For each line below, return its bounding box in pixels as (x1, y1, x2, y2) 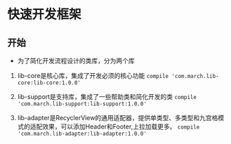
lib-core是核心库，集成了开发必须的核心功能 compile (17, 72, 169, 79)
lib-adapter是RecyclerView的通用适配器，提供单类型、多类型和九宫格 (17, 114, 218, 122)
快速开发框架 (7, 6, 82, 22)
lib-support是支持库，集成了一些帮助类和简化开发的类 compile (17, 93, 197, 100)
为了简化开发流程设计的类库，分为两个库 (17, 57, 135, 65)
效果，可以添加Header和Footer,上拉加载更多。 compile (41, 122, 200, 131)
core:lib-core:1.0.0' (17, 79, 81, 86)
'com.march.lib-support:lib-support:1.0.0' (17, 100, 147, 107)
